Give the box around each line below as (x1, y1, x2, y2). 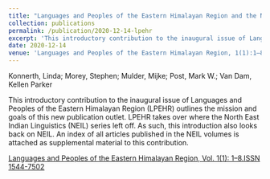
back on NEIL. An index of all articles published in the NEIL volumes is (8, 129, 239, 139)
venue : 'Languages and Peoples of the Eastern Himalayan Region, (8, 49, 231, 57)
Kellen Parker (8, 79, 53, 89)
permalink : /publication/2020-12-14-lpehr (8, 26, 153, 35)
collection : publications (8, 19, 95, 27)
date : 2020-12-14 (8, 42, 67, 50)
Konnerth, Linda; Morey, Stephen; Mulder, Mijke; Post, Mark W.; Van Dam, (8, 71, 252, 80)
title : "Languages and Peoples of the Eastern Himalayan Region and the (8, 11, 257, 20)
